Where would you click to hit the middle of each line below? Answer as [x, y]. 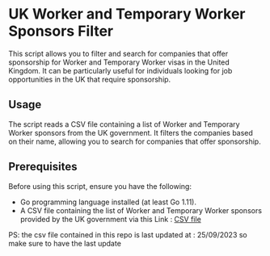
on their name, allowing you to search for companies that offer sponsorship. [135, 141]
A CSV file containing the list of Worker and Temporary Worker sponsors [141, 210]
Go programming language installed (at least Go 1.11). [108, 202]
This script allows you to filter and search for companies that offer [118, 53]
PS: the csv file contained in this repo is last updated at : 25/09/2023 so [128, 234]
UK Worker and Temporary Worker [127, 14]
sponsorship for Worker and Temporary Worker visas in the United [119, 62]
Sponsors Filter [61, 31]
